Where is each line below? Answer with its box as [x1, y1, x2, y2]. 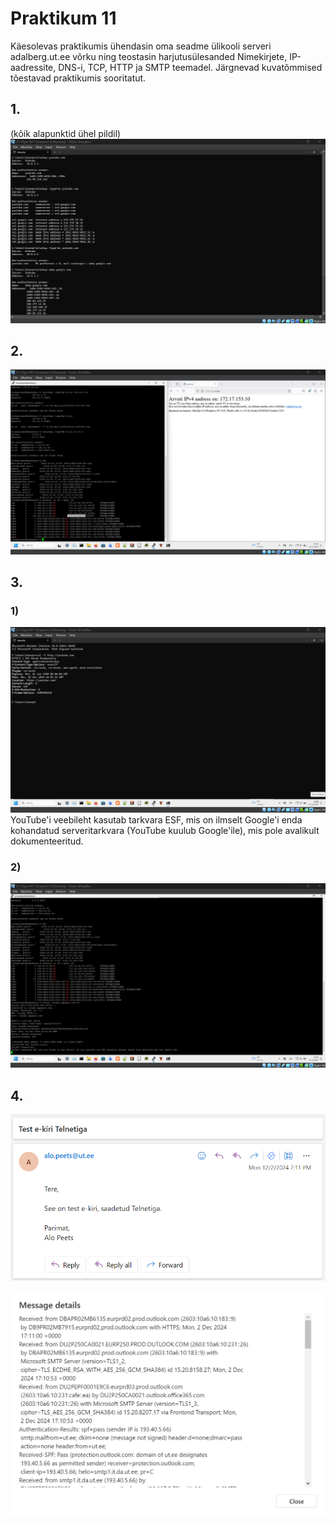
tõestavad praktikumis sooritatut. [10, 72, 147, 84]
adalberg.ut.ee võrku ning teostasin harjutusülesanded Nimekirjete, [10, 50, 288, 62]
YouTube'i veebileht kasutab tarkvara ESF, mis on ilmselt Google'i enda [10, 813, 303, 826]
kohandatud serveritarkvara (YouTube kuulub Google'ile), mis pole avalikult [10, 824, 320, 836]
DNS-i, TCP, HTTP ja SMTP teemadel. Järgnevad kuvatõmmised [58, 61, 323, 73]
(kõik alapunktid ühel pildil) [10, 127, 122, 139]
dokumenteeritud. [10, 835, 84, 847]
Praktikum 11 [10, 7, 117, 30]
